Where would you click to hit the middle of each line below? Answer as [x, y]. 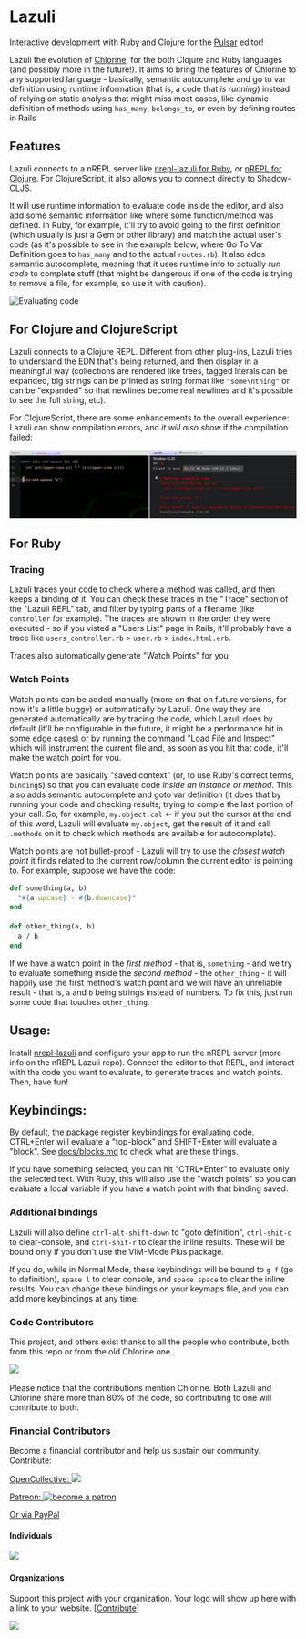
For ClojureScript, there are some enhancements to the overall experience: [149, 418]
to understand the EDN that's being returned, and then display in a [134, 361]
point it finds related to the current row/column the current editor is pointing [152, 860]
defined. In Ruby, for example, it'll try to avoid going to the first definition [145, 224]
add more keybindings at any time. [74, 1298]
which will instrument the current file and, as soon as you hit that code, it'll [149, 747]
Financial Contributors [60, 1431]
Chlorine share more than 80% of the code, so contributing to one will [141, 1397]
